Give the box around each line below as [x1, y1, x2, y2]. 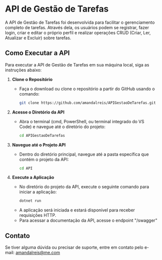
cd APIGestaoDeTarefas [19, 133, 65, 138]
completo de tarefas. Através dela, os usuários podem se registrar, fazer [5, 24, 149, 30]
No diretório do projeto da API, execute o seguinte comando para [19, 184, 149, 190]
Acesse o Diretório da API [12, 109, 65, 115]
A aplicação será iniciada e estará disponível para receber [19, 207, 135, 213]
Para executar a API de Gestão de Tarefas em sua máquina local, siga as [5, 62, 149, 67]
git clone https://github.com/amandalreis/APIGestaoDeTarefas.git [19, 100, 156, 105]
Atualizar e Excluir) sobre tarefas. [5, 35, 72, 41]
